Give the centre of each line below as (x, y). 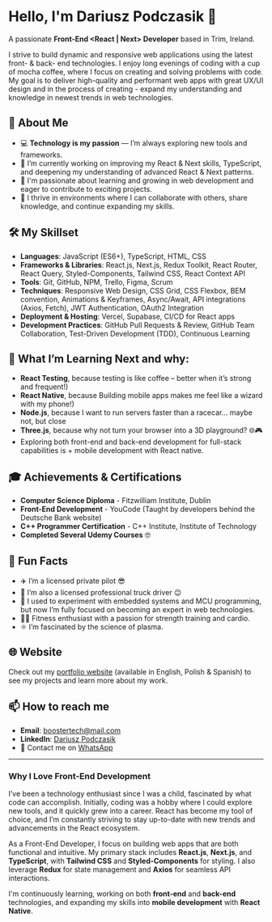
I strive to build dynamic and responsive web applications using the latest (131, 54)
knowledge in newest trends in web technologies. (91, 97)
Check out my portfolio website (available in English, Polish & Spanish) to (130, 671)
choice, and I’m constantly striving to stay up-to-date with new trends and (132, 819)
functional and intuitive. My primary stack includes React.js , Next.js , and (130, 852)
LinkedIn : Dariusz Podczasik (68, 738)
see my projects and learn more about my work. (88, 680)
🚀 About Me (38, 123)
